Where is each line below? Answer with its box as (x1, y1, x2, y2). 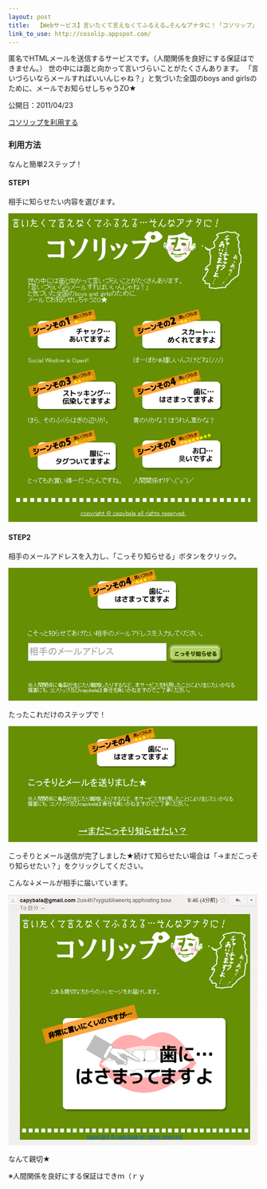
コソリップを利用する (8, 117, 78, 127)
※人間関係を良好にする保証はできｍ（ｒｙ (8, 1171, 146, 1181)
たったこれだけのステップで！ (8, 710, 106, 719)
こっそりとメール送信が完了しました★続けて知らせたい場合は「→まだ (8, 851, 238, 861)
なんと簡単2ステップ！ (8, 159, 83, 169)
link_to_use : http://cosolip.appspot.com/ (8, 30, 151, 38)
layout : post (8, 13, 52, 21)
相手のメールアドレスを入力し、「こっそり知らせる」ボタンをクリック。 (8, 551, 241, 561)
